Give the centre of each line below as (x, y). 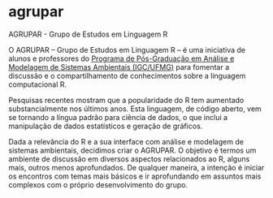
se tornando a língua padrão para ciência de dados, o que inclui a (118, 117)
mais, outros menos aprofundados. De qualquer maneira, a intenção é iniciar (136, 167)
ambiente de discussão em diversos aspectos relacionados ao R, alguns (129, 159)
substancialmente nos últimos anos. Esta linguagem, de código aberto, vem (135, 109)
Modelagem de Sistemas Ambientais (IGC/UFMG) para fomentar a (119, 67)
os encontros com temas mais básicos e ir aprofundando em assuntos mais (135, 176)
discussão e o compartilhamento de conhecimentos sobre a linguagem (127, 75)
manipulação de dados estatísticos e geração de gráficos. (106, 126)
